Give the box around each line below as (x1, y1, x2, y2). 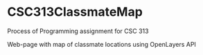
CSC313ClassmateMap (7, 4, 143, 20)
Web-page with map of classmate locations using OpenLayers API (7, 40, 196, 48)
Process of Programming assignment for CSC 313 (7, 27, 149, 35)
